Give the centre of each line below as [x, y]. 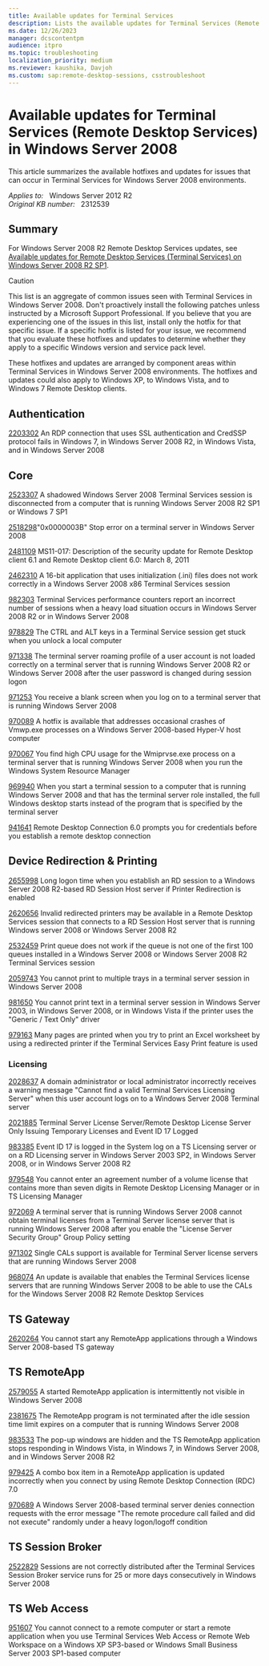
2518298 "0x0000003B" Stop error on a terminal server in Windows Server [131, 527]
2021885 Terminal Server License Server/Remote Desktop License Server [130, 1122]
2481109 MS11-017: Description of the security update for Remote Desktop [131, 551]
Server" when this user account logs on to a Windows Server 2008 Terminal [134, 1098]
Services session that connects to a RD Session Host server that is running [132, 921]
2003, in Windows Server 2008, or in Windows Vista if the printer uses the [131, 1010]
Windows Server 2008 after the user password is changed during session [130, 673]
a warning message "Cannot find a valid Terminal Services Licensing [122, 1090]
